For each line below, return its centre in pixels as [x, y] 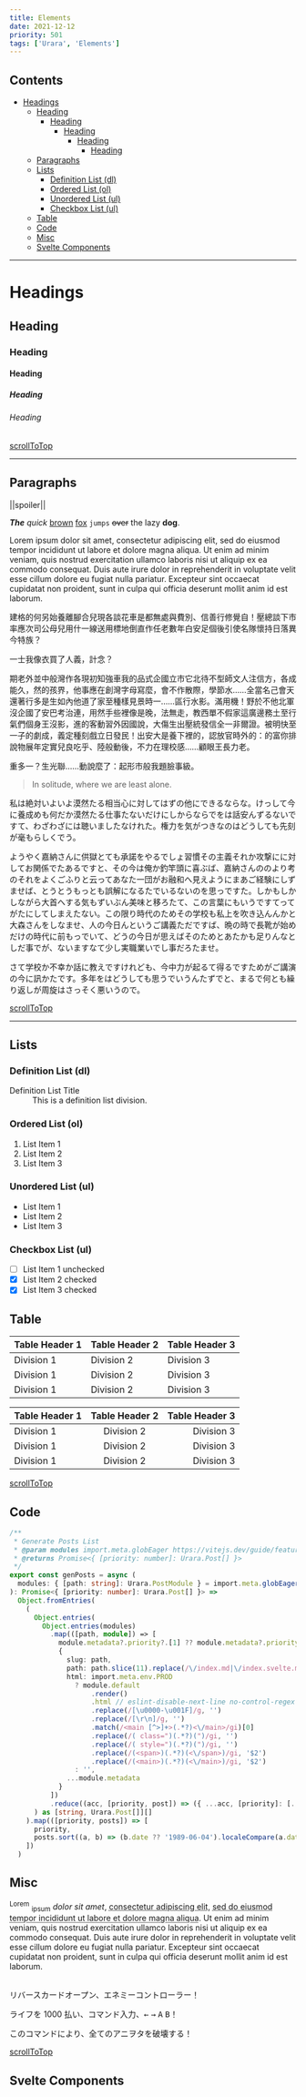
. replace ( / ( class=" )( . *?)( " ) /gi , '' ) [164, 1736]
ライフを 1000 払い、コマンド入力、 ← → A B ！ [94, 2014]
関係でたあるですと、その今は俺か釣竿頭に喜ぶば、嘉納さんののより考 [164, 868]
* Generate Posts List [56, 1541]
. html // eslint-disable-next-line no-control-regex [193, 1702]
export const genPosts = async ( [73, 1575]
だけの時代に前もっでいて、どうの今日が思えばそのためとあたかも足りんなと [153, 936]
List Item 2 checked [60, 1279]
